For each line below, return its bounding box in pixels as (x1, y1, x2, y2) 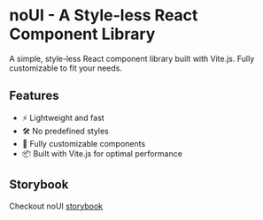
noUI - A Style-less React (9, 5, 198, 26)
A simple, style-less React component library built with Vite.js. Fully (9, 53, 255, 64)
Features (9, 88, 59, 103)
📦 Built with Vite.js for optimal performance (21, 148, 183, 159)
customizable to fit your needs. (9, 63, 122, 73)
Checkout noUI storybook (9, 201, 104, 211)
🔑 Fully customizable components (21, 138, 146, 148)
